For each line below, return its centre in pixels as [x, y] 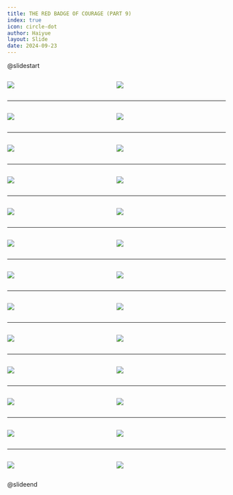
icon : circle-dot [32, 26]
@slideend [23, 484]
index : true [24, 20]
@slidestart [24, 66]
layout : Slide [28, 40]
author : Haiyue [29, 33]
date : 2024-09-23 [32, 46]
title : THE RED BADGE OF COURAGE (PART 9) [69, 14]
